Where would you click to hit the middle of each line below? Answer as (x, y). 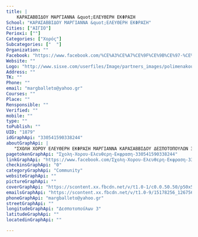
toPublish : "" (24, 127)
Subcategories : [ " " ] (34, 45)
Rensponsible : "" (27, 105)
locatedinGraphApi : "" (34, 220)
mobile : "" (19, 116)
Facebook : (18, 55)
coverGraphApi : (25, 187)
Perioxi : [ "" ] (24, 34)
